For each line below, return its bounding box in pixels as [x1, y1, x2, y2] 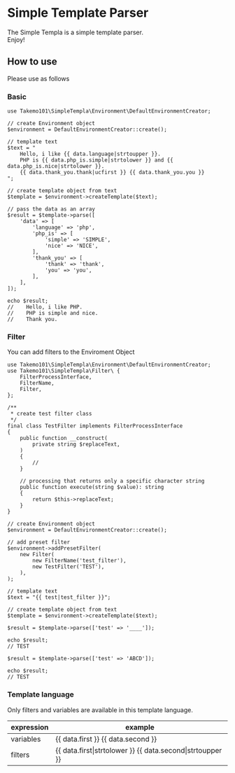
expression [10, 722, 49, 732]
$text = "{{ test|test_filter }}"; [7, 594, 111, 601]
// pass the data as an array [7, 206, 96, 213]
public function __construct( [20, 435, 108, 442]
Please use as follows [7, 74, 70, 83]
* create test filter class [10, 411, 92, 418]
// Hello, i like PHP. [7, 304, 83, 311]
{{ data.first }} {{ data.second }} [55, 734, 157, 744]
